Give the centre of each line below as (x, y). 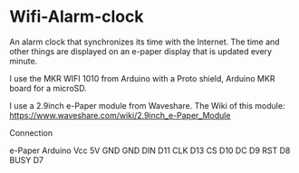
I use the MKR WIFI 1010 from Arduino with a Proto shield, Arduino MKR (142, 78)
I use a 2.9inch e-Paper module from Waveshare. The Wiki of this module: (147, 105)
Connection (31, 132)
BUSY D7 (27, 159)
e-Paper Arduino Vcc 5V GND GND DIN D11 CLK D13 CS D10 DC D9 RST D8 (150, 150)
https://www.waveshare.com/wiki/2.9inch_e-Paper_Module (120, 115)
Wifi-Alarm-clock (77, 17)
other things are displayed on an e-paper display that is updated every (141, 51)
